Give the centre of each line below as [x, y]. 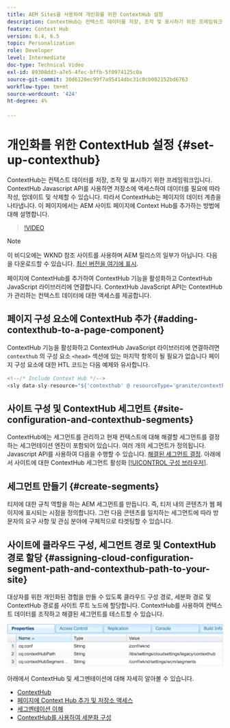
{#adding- [176, 319]
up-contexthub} [54, 160]
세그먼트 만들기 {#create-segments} [83, 486]
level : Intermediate [37, 58]
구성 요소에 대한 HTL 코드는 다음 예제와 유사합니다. [82, 364]
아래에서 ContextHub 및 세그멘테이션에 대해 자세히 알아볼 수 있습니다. [101, 679]
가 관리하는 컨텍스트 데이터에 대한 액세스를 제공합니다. [79, 295]
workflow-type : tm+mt [38, 87]
